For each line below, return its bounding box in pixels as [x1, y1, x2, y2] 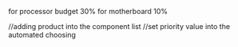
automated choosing [8, 31, 76, 39]
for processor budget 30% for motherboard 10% [8, 7, 169, 16]
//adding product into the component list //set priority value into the [8, 22, 230, 31]
